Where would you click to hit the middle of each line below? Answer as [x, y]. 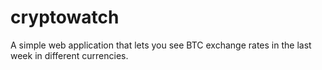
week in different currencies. [69, 55]
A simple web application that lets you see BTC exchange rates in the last [161, 45]
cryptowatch [65, 17]
